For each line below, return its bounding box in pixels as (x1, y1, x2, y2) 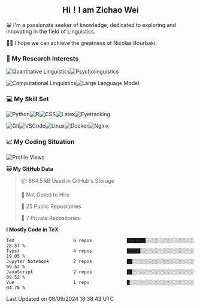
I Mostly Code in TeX (6, 226, 59, 233)
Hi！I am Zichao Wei (62, 5, 139, 16)
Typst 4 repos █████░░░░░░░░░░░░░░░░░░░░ (6, 247, 195, 254)
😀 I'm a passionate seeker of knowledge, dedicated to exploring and (6, 21, 177, 28)
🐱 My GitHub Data (6, 165, 54, 172)
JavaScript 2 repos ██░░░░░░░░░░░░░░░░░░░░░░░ (6, 268, 195, 275)
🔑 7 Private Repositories (20, 214, 80, 221)
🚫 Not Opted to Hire (20, 191, 70, 198)
